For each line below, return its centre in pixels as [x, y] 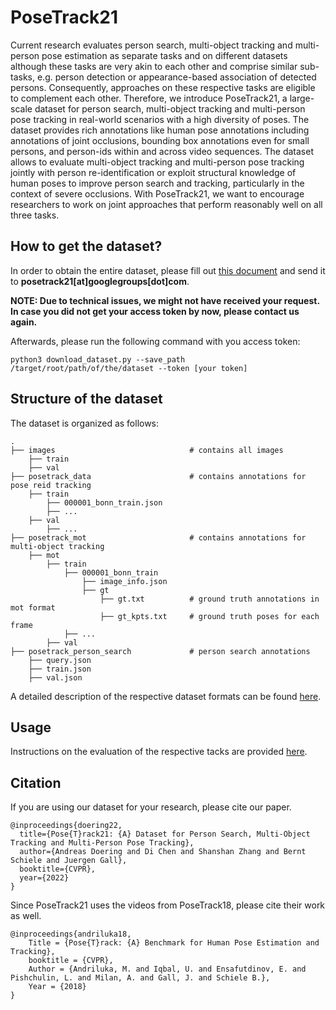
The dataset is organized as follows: [85, 423]
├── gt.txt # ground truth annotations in [209, 599]
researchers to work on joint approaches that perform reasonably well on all [166, 204]
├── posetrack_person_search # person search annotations [160, 651]
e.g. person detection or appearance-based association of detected [176, 77]
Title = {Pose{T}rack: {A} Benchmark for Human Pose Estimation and [174, 943]
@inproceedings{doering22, [66, 826]
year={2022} [44, 878]
